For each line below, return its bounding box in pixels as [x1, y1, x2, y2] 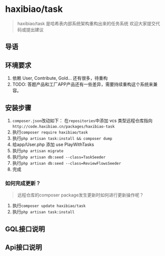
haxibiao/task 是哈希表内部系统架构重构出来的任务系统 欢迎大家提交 [17, 20, 156, 26]
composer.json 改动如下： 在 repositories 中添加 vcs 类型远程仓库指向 [12, 118, 153, 124]
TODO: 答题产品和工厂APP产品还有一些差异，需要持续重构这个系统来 [12, 81, 154, 87]
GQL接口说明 [5, 225, 45, 233]
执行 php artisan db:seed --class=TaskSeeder [12, 154, 106, 160]
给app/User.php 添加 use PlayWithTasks [12, 141, 94, 147]
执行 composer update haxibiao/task [12, 202, 86, 209]
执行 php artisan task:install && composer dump [12, 135, 112, 141]
